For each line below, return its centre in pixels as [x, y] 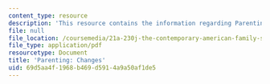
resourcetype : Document [48, 53]
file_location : [34, 38]
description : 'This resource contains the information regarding [120, 23]
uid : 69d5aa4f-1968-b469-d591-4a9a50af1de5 [82, 68]
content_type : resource [48, 16]
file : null [27, 30]
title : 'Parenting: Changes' [57, 61]
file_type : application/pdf [55, 46]
